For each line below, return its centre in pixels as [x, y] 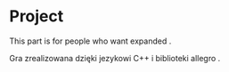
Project [37, 16]
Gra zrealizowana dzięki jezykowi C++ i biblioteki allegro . [115, 58]
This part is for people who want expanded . [90, 41]
